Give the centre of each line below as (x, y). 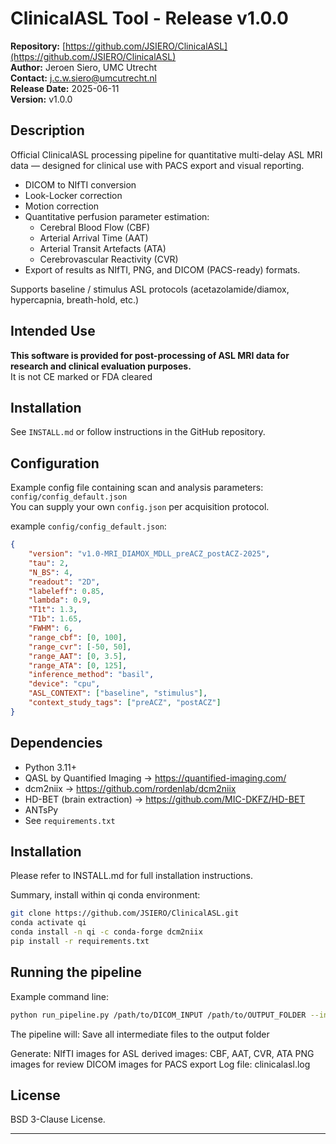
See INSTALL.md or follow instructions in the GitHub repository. (138, 432)
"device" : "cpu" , (64, 684)
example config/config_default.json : (88, 526)
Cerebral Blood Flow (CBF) (95, 227)
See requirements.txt (70, 820)
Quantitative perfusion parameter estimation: (117, 216)
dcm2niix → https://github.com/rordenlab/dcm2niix (130, 788)
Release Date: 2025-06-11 (65, 88)
